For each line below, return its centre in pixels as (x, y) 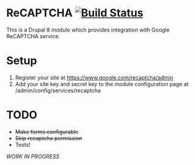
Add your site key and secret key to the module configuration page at (102, 84)
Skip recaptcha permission (49, 138)
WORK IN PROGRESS (33, 156)
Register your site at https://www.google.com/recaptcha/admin (94, 77)
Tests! (23, 144)
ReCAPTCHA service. (33, 36)
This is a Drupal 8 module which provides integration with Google (88, 30)
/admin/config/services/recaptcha (58, 90)
